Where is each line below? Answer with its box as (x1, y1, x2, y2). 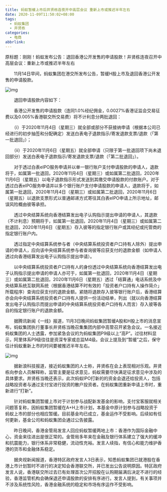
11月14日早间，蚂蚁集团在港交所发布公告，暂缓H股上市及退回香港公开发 (13, 70, 161, 76)
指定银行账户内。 (5, 230, 40, 236)
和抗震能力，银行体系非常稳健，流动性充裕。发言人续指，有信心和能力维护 (5, 440, 158, 446)
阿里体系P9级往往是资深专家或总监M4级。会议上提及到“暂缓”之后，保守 (13, 336, 161, 343)
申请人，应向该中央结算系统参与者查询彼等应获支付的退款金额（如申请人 (13, 247, 162, 253)
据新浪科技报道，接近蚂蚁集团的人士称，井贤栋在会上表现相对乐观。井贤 (13, 363, 162, 369)
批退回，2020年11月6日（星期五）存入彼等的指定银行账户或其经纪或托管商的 (5, 224, 162, 230)
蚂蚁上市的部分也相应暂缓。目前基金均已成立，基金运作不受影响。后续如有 (5, 411, 158, 417)
